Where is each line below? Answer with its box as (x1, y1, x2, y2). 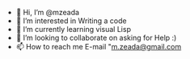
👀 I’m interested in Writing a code (15, 16, 127, 26)
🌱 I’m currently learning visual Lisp (15, 25, 132, 33)
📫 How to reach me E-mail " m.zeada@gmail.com (15, 42, 182, 51)
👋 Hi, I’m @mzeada (15, 8, 79, 17)
